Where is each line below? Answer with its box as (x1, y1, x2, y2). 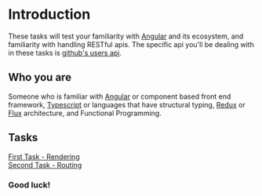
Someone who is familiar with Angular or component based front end (8, 92, 231, 101)
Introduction (8, 5, 91, 24)
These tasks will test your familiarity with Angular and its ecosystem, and (8, 31, 244, 41)
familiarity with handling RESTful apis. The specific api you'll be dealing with (8, 39, 255, 49)
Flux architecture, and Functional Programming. (8, 108, 162, 118)
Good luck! (8, 180, 51, 191)
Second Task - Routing (8, 160, 82, 169)
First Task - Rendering (8, 151, 80, 162)
